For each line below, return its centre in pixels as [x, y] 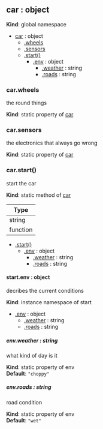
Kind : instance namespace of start [49, 302]
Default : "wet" [24, 420]
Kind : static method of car [39, 195]
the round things [26, 103]
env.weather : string [32, 340]
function [21, 229]
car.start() [22, 170]
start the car [22, 183]
